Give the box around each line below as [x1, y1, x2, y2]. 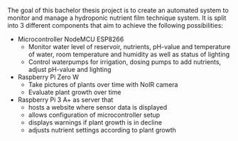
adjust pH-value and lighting [28, 66, 112, 73]
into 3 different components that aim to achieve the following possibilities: [7, 21, 224, 29]
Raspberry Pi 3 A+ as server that [17, 95, 114, 104]
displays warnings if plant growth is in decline [28, 118, 162, 127]
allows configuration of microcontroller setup [28, 110, 161, 119]
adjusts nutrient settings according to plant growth [28, 126, 176, 134]
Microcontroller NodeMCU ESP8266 [17, 35, 124, 43]
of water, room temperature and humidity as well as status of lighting [28, 50, 230, 58]
